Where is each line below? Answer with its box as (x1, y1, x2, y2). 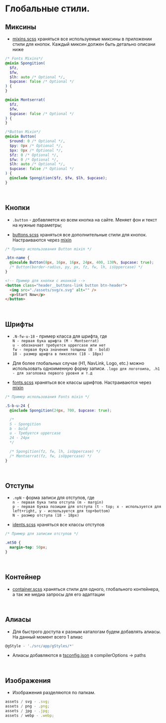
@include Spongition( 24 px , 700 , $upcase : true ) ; (9, 408, 112, 413)
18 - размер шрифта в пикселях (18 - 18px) (12, 352, 104, 357)
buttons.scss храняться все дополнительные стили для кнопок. (12, 231, 147, 237)
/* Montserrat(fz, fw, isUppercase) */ (9, 453, 92, 458)
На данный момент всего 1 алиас (12, 634, 83, 640)
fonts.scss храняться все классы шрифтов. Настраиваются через (12, 379, 152, 385)
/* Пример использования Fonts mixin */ (5, 394, 90, 400)
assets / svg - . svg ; (5, 699, 50, 704)
